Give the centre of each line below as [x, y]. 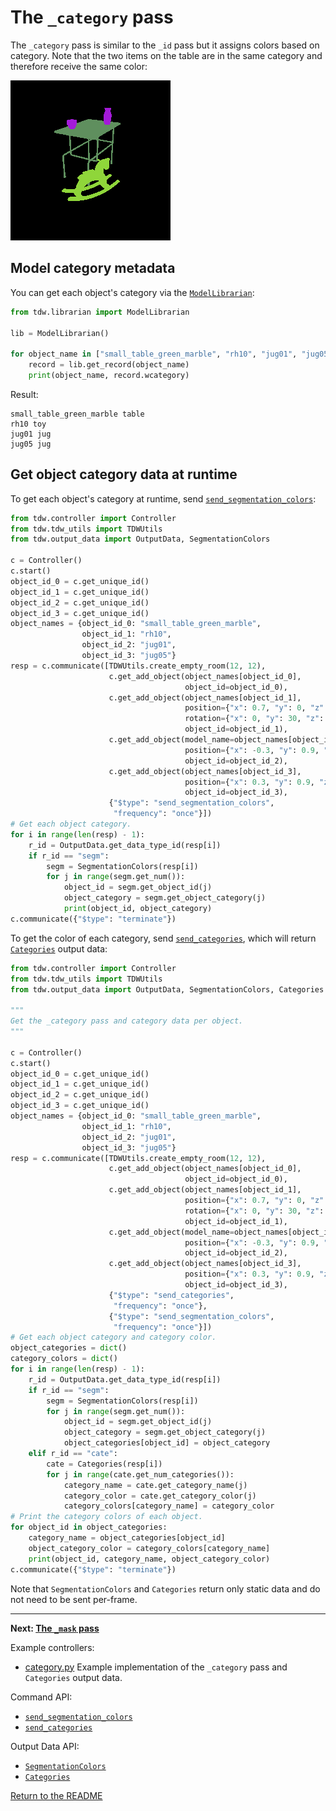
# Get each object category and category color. [113, 1337]
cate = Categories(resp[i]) [104, 1464]
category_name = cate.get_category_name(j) [155, 1485]
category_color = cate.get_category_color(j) [160, 1496]
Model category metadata [93, 268]
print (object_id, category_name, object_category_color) [149, 1559]
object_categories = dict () [69, 1348]
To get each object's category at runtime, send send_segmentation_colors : [163, 498]
